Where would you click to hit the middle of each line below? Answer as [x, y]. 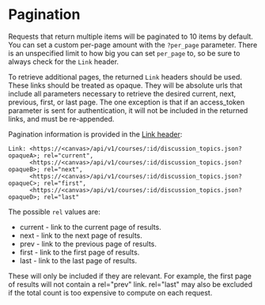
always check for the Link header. [64, 62]
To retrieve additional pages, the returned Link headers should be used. [125, 77]
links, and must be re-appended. [61, 119]
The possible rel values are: [54, 212]
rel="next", [63, 169]
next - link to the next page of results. [81, 235]
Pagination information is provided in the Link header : [95, 134]
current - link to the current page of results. [91, 227]
